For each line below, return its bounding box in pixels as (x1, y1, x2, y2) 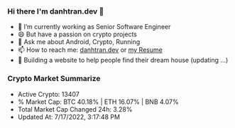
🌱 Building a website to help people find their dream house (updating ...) (17, 56, 229, 65)
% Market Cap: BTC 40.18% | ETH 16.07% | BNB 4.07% (17, 97, 179, 106)
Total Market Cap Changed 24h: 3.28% (17, 105, 133, 113)
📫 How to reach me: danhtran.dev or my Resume (17, 46, 163, 54)
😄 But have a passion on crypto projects (17, 30, 137, 38)
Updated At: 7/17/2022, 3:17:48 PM (17, 112, 121, 121)
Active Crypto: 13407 (17, 90, 80, 98)
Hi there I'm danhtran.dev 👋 (7, 6, 104, 16)
